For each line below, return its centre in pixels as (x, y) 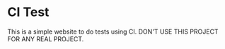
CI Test (28, 12)
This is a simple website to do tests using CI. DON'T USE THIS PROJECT (113, 31)
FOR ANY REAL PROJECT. (46, 38)
